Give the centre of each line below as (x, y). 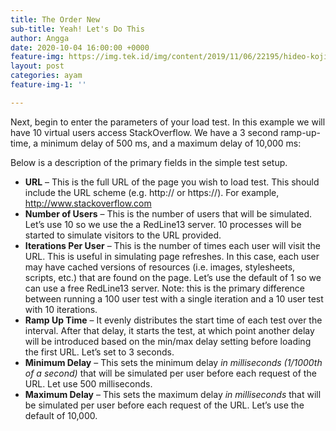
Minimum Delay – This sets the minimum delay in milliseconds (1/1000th (173, 362)
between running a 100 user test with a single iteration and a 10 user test (174, 298)
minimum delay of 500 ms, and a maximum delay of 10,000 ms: (171, 143)
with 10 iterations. (61, 309)
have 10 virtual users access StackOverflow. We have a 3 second (144, 132)
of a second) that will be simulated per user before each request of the (170, 373)
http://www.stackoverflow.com (88, 203)
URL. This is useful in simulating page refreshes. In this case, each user (172, 256)
